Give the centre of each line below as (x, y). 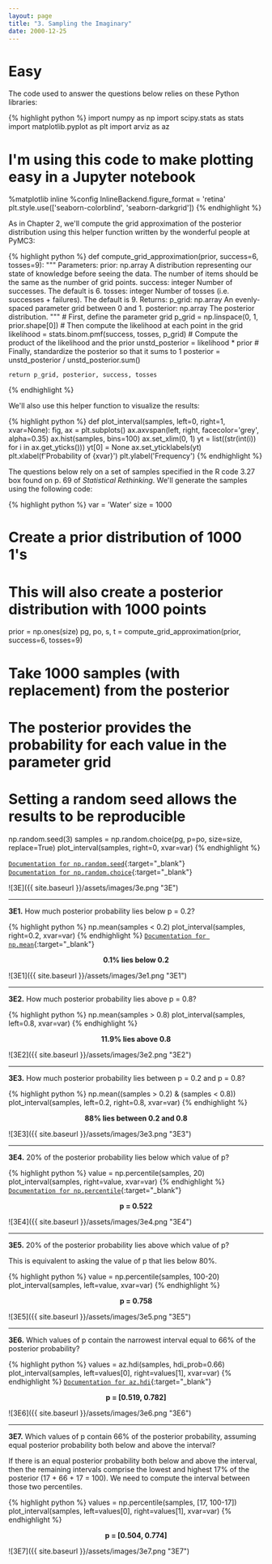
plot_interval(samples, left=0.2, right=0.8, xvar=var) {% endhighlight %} (128, 1102)
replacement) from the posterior (119, 690)
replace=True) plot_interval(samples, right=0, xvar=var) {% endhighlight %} (134, 847)
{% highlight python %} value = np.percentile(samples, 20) (106, 1173)
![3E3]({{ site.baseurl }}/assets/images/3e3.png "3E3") (100, 1134)
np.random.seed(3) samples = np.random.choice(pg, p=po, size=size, (125, 839)
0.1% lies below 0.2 (136, 960)
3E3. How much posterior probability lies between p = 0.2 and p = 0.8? (127, 1078)
